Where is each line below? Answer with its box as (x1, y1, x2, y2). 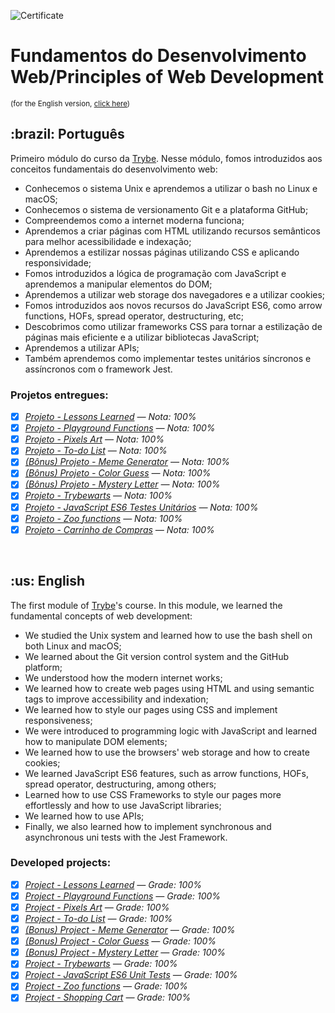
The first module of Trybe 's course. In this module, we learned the (10, 599, 283, 611)
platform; (24, 661, 63, 673)
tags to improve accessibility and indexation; (24, 693, 209, 705)
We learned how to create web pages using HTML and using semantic (24, 682, 315, 694)
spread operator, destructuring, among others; (24, 778, 217, 790)
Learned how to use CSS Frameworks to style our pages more (24, 788, 282, 800)
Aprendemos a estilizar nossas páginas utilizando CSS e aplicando (24, 246, 300, 258)
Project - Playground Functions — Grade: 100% (24, 890, 222, 902)
